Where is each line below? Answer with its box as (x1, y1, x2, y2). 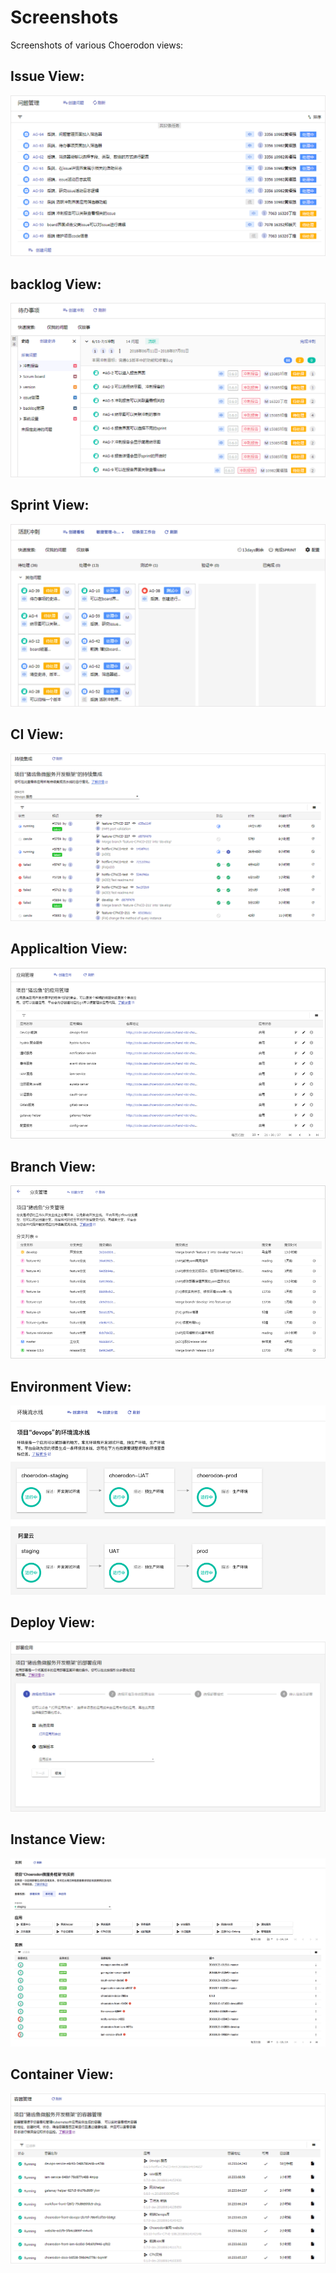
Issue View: (10, 68, 85, 85)
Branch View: (10, 1158, 97, 1175)
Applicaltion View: (10, 941, 128, 958)
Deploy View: (10, 1614, 96, 1631)
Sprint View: (10, 497, 90, 514)
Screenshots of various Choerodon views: (10, 39, 184, 51)
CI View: (10, 726, 64, 743)
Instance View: (10, 1831, 107, 1848)
